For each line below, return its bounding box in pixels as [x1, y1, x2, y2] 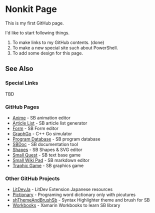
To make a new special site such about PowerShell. [12, 44, 118, 50]
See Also [5, 64, 33, 73]
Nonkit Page [5, 3, 57, 15]
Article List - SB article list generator [12, 120, 87, 126]
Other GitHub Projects [5, 175, 60, 182]
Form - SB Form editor [12, 125, 59, 131]
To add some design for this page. [12, 50, 83, 56]
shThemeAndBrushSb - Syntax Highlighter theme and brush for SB [12, 197, 150, 203]
